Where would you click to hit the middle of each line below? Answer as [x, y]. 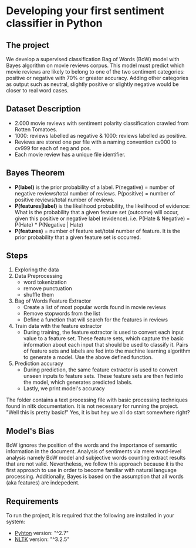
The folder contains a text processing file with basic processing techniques [97, 400]
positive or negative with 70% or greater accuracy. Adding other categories [97, 78]
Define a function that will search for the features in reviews [96, 320]
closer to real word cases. [37, 90]
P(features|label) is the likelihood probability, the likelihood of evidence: [102, 206]
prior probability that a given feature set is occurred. [78, 237]
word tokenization [45, 282]
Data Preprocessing [38, 276]
